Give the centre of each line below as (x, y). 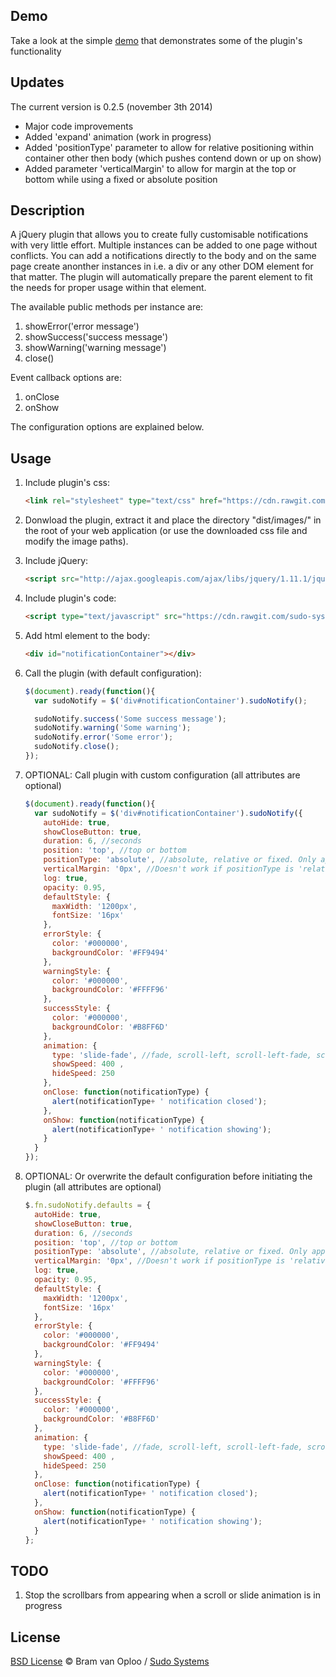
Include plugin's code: (70, 598)
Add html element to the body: (87, 635)
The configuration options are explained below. (107, 427)
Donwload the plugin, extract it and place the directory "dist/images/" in (173, 520)
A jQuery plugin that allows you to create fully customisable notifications (159, 235)
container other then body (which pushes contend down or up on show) (173, 158)
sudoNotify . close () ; (77, 747)
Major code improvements (79, 126)
